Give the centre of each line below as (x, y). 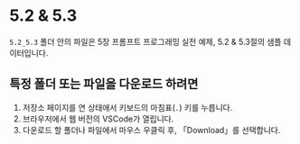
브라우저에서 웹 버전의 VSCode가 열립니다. (98, 119)
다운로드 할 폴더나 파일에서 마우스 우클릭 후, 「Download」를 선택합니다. (151, 130)
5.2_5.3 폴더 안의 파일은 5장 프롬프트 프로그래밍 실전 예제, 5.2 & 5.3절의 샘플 (145, 41)
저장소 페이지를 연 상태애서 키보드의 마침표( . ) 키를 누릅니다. (127, 107)
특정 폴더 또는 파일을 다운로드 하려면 (104, 84)
